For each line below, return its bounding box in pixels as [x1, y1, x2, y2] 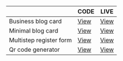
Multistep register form [9, 36, 72, 44]
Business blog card [9, 17, 62, 25]
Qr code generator [9, 46, 60, 53]
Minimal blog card [9, 27, 59, 34]
